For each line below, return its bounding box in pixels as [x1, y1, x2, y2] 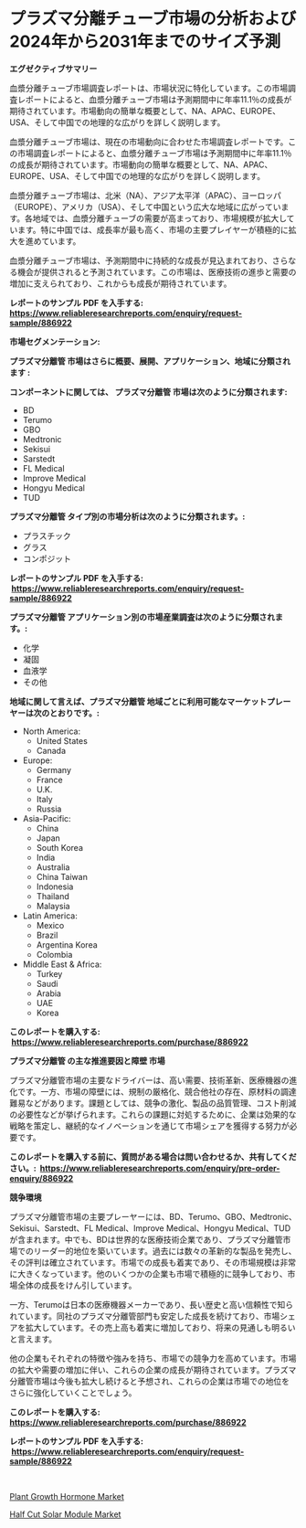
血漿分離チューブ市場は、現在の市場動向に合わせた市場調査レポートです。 [9, 136, 289, 147]
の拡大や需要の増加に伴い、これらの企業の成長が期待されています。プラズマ [9, 1364, 297, 1375]
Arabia [36, 988, 62, 999]
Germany [36, 764, 71, 775]
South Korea [36, 842, 84, 853]
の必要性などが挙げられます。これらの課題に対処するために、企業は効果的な [9, 1109, 297, 1119]
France [36, 774, 64, 785]
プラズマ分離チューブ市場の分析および [9, 8, 297, 29]
